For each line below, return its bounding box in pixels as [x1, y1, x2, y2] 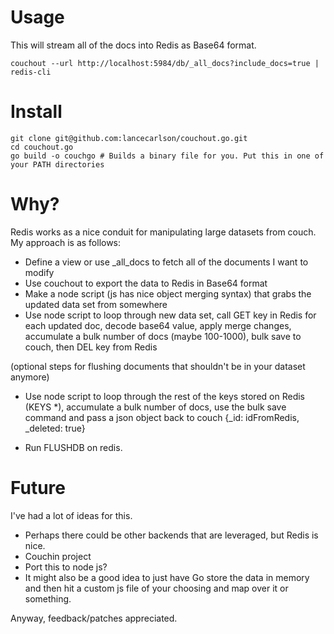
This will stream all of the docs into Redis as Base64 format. [10, 39, 257, 51]
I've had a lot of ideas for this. [10, 509, 133, 521]
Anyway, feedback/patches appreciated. [10, 612, 178, 624]
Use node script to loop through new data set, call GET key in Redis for [24, 309, 317, 321]
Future [10, 477, 67, 499]
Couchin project [24, 550, 92, 562]
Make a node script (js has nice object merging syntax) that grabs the [24, 287, 312, 300]
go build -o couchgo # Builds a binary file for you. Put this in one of [10, 151, 325, 161]
